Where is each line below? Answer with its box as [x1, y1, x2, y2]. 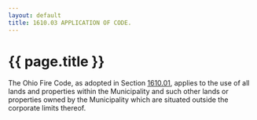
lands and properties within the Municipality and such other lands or [8, 87, 229, 96]
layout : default [8, 11, 61, 20]
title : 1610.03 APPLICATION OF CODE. [8, 19, 132, 27]
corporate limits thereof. [8, 104, 86, 113]
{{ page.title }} [8, 53, 105, 71]
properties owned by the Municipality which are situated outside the [8, 95, 229, 104]
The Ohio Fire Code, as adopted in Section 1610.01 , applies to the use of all [8, 78, 250, 88]
